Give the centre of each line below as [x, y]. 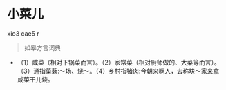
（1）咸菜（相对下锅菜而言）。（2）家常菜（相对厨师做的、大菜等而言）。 [119, 62]
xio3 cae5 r [23, 33]
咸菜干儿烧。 [35, 79]
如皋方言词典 [42, 47]
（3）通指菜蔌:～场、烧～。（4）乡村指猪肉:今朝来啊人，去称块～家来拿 [118, 71]
